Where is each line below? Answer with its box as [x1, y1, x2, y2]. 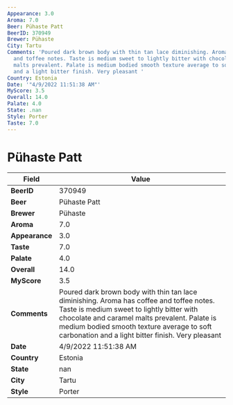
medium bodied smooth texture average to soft [58, 322, 212, 332]
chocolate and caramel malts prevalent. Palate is [58, 313, 217, 323]
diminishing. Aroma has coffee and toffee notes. [58, 296, 215, 305]
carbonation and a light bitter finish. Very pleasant [58, 330, 222, 340]
